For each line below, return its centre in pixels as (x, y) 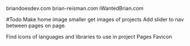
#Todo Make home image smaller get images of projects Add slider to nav (95, 19)
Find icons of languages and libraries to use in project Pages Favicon (89, 37)
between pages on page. (36, 26)
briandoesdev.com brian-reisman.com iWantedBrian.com (75, 8)
